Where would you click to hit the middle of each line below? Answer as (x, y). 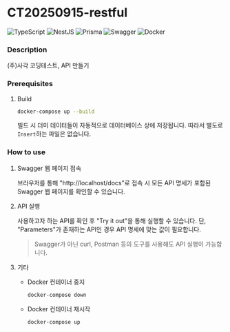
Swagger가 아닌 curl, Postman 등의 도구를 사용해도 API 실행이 (119, 244)
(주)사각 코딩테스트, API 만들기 (48, 65)
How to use (27, 152)
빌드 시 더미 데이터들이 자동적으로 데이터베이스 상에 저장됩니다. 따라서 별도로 (120, 125)
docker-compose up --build (56, 112)
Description (27, 50)
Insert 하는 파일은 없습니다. (54, 134)
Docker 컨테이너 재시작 (59, 309)
